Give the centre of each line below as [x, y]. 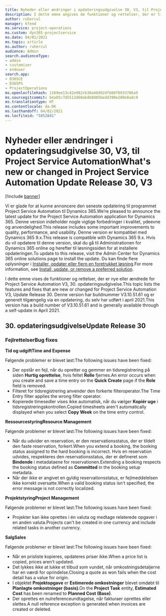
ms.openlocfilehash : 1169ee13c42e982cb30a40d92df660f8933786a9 [72, 93]
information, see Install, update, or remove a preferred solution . [69, 269]
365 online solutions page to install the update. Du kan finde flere [72, 258]
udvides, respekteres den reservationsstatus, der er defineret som [80, 457]
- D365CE [14, 79]
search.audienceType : [27, 56]
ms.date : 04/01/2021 [26, 38]
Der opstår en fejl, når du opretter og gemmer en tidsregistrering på [81, 370]
